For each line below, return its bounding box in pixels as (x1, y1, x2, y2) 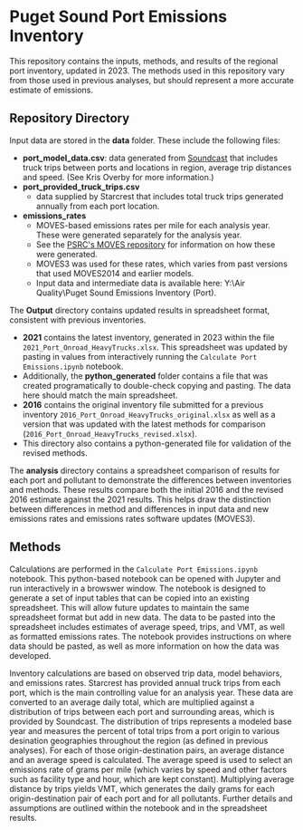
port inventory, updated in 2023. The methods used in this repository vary (9, 65, 285, 76)
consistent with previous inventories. (9, 314, 147, 325)
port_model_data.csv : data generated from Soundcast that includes (22, 152, 279, 163)
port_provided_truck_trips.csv (22, 181, 140, 192)
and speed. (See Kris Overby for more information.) (22, 171, 214, 182)
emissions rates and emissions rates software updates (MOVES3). (9, 513, 256, 524)
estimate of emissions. (9, 84, 93, 95)
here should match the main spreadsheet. (22, 390, 178, 401)
